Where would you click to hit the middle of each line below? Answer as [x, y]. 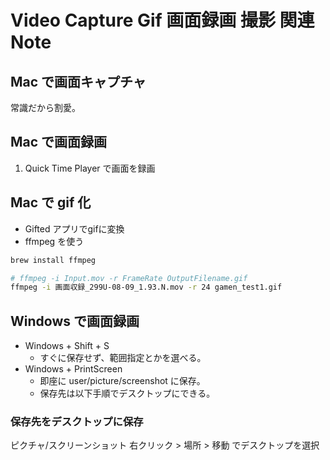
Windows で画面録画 [75, 321]
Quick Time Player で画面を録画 [90, 168]
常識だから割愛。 [45, 107]
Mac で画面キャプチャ [78, 81]
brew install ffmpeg [53, 260]
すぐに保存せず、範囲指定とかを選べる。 [123, 358]
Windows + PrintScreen [73, 369]
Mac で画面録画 [59, 142]
